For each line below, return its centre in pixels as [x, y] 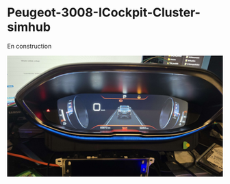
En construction [29, 46]
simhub [29, 27]
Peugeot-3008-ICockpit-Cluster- [104, 13]
